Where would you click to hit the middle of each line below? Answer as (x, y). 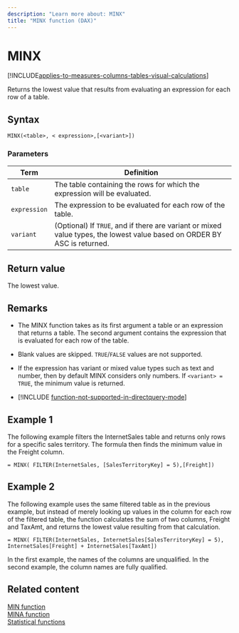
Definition (141, 172)
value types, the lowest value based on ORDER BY (138, 234)
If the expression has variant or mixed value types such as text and (116, 368)
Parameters (28, 154)
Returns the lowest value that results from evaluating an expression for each (119, 89)
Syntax (23, 120)
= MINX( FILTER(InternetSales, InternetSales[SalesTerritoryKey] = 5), (116, 540)
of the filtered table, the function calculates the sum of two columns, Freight (119, 519)
